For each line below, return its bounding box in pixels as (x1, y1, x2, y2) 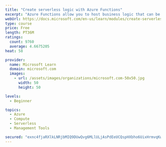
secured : (5, 134, 23, 140)
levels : (5, 94, 21, 99)
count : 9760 (9, 39, 35, 44)
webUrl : (5, 16, 21, 21)
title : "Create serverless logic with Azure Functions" (5, 7, 123, 12)
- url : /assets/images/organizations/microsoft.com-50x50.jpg (14, 76, 145, 81)
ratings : (5, 35, 23, 40)
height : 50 (18, 85, 41, 90)
